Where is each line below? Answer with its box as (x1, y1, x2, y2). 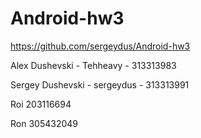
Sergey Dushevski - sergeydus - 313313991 (10, 78, 190, 91)
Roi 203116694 (10, 98, 72, 110)
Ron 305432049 (10, 117, 78, 129)
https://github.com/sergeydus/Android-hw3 (10, 40, 191, 52)
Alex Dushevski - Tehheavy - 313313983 (10, 59, 177, 71)
